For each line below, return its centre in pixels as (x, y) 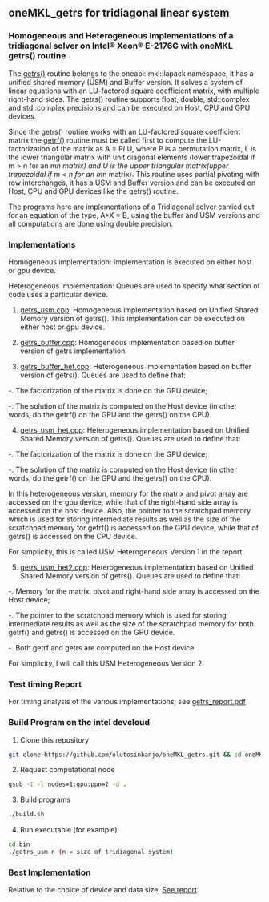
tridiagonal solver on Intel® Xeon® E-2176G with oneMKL (121, 46)
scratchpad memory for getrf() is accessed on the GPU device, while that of (133, 527)
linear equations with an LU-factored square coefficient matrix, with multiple (134, 91)
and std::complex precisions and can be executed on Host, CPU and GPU (129, 107)
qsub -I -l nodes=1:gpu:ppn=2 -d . (68, 784)
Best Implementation (50, 872)
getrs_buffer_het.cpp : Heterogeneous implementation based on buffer (136, 366)
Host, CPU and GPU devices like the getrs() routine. (93, 191)
